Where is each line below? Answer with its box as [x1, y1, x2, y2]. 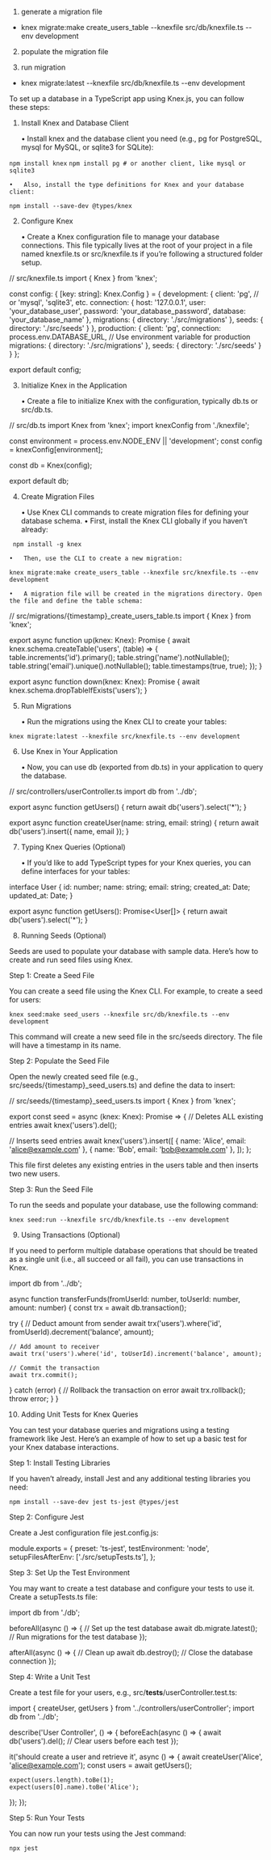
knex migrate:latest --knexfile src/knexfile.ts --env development [9, 732, 241, 740]
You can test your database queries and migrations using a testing [9, 1426, 229, 1434]
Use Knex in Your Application [20, 747, 118, 756]
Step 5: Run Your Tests [9, 1813, 85, 1823]
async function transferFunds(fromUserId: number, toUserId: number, [9, 1294, 240, 1303]
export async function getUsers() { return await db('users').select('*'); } [9, 803, 247, 811]
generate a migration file [20, 7, 103, 16]
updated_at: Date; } [9, 891, 73, 900]
